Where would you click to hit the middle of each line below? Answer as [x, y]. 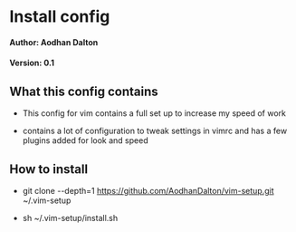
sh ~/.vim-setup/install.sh [70, 218]
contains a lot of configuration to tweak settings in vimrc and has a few [155, 131]
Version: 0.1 [32, 63]
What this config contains [84, 91]
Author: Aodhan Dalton [54, 42]
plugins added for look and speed [85, 140]
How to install [49, 169]
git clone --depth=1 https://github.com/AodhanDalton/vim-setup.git [148, 191]
